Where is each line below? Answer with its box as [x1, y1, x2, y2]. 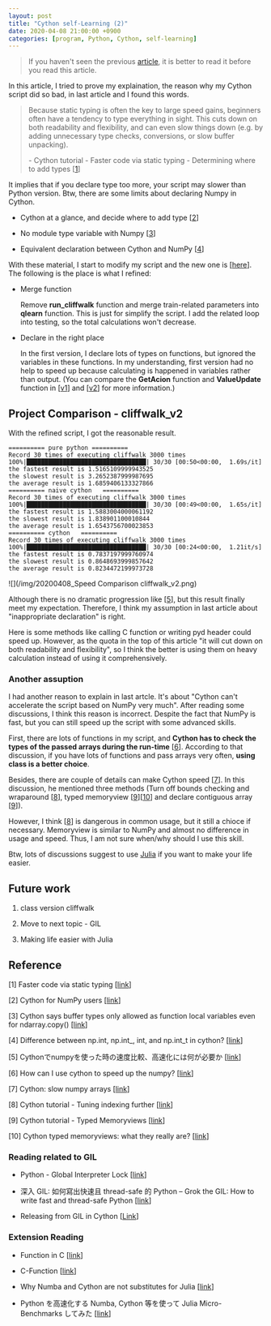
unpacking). [28, 139, 69, 150]
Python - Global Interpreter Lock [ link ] [19, 1169, 147, 1180]
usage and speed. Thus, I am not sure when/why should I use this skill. [8, 834, 244, 843]
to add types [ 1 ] [28, 164, 81, 174]
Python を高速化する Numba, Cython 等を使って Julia [19, 1298, 198, 1308]
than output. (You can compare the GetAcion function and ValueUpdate [19, 375, 261, 384]
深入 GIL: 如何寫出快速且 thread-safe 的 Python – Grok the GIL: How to [19, 1187, 255, 1196]
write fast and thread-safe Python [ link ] [19, 1195, 152, 1205]
